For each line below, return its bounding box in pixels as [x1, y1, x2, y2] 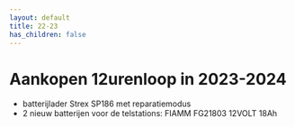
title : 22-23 [9, 22, 58, 31]
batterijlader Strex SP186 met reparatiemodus [22, 98, 192, 109]
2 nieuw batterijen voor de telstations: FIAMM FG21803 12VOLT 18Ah [22, 108, 278, 119]
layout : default [9, 13, 70, 23]
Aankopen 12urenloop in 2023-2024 [9, 68, 287, 89]
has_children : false [9, 30, 87, 39]
